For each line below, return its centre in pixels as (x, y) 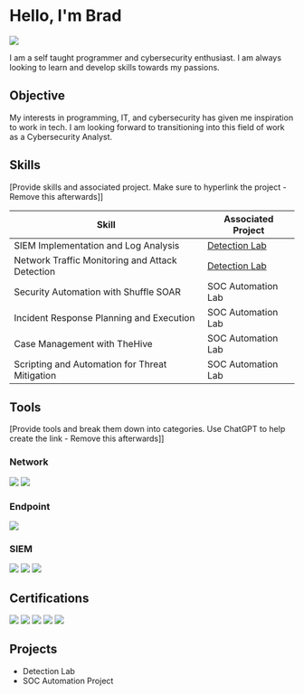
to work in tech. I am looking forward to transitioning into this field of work (147, 127)
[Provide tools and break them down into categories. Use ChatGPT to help (147, 429)
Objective (38, 96)
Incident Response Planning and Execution (104, 317)
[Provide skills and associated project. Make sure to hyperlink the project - (148, 187)
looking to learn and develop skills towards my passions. (114, 67)
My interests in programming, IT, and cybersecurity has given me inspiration (152, 117)
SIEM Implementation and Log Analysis (97, 245)
